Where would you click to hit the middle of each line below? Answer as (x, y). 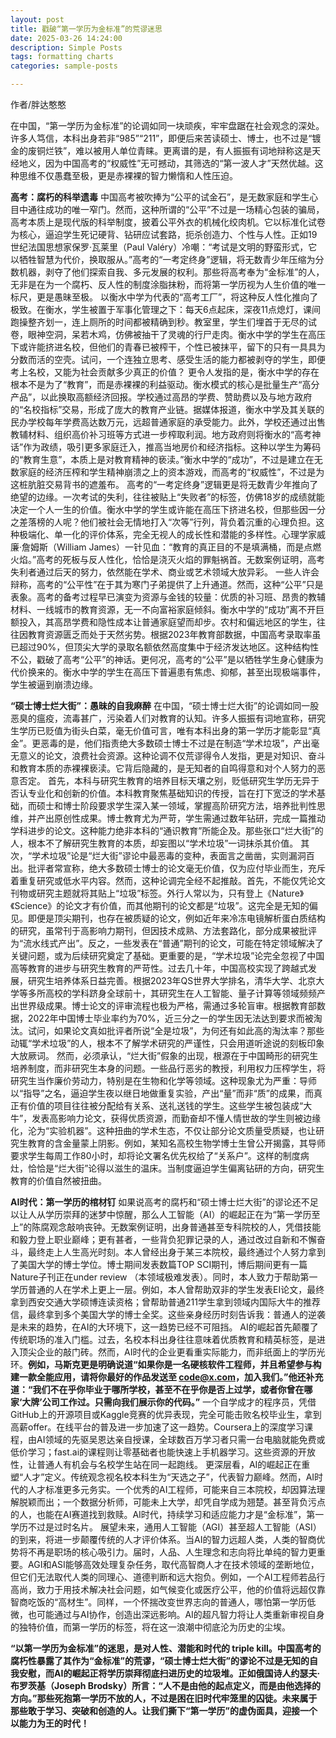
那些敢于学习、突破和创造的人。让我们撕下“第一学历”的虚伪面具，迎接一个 (164, 1710)
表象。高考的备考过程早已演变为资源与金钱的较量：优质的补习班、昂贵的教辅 (168, 597)
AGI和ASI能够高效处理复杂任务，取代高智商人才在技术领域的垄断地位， (173, 1564)
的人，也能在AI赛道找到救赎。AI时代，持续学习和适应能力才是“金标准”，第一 (167, 1514)
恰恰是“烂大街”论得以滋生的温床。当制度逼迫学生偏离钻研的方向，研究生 (176, 1168)
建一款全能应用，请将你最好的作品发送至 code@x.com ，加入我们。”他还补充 (167, 1377)
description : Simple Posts (66, 47)
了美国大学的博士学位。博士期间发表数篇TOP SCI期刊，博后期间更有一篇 (159, 1264)
